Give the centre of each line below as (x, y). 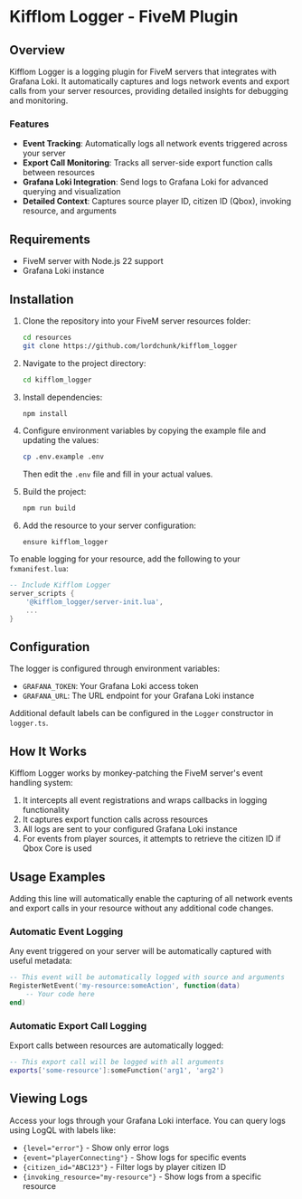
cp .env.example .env (63, 457)
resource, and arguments (70, 211)
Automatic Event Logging (66, 931)
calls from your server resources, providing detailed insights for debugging (149, 91)
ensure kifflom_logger (65, 543)
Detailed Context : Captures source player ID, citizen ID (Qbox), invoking (157, 202)
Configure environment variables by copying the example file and (144, 430)
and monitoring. (39, 100)
